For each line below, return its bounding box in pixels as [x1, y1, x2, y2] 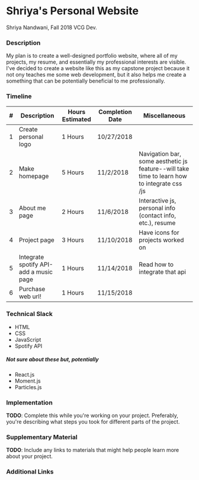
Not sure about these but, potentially [6, 356, 99, 363]
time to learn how [139, 172, 188, 180]
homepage [18, 172, 49, 180]
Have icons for [139, 228, 179, 236]
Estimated [62, 115, 92, 123]
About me [18, 204, 46, 212]
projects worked [139, 236, 184, 244]
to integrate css [139, 179, 182, 188]
